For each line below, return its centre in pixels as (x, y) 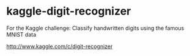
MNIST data (21, 34)
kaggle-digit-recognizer (69, 11)
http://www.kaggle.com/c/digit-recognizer (60, 46)
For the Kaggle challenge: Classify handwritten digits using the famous (95, 28)
